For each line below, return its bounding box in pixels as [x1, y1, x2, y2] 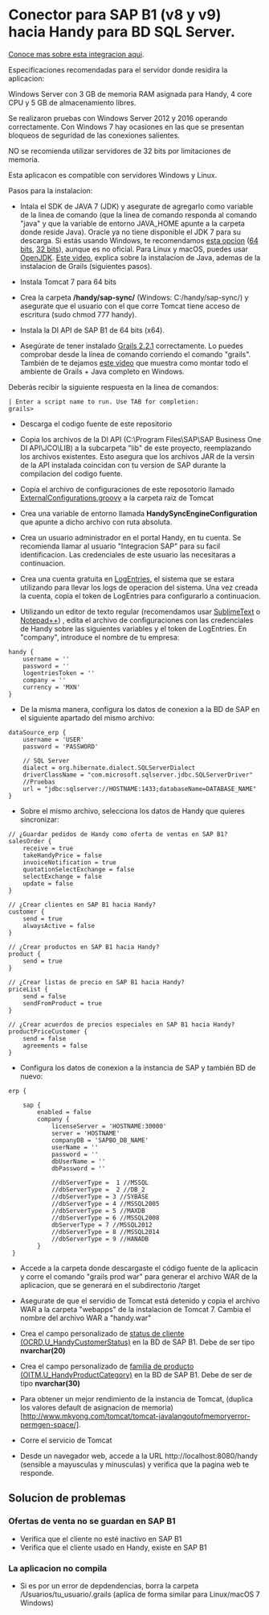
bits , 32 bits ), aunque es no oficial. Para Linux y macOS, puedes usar [19, 244, 249, 254]
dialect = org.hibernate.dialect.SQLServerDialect [22, 764, 196, 772]
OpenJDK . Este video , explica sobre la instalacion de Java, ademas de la [19, 252, 261, 263]
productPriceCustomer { [8, 1027, 88, 1036]
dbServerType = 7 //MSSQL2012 [51, 1220, 153, 1229]
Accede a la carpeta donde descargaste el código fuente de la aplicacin [19, 1263, 259, 1273]
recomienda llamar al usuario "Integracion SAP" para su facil [19, 541, 221, 551]
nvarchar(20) [19, 1345, 66, 1355]
